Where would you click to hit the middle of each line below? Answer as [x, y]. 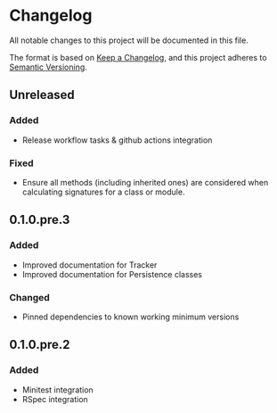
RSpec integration [55, 399]
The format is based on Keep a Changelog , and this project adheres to [138, 57]
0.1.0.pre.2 [40, 345]
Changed [30, 297]
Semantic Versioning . [48, 67]
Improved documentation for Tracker [90, 265]
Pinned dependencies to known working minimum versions [130, 317]
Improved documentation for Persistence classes [112, 274]
